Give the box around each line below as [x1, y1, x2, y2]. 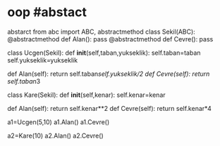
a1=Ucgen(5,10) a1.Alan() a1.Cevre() [7, 117, 110, 126]
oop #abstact [7, 4, 87, 20]
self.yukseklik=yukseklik [7, 55, 78, 64]
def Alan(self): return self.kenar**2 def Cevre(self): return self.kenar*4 [7, 104, 212, 112]
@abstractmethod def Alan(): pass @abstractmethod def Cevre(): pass [7, 34, 214, 43]
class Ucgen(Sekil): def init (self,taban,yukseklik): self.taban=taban [7, 48, 201, 57]
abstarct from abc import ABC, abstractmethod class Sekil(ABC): [7, 27, 195, 36]
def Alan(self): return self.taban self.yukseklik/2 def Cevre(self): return [7, 69, 210, 78]
